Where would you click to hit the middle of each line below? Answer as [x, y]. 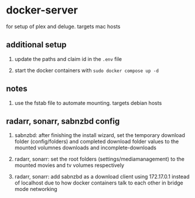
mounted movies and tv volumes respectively [69, 165]
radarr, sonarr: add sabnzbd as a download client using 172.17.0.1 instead [102, 177]
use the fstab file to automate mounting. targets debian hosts [88, 103]
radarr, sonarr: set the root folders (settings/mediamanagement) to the [99, 159]
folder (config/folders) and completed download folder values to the [97, 142]
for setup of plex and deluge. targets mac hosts [63, 26]
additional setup [36, 45]
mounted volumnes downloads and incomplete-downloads [85, 148]
